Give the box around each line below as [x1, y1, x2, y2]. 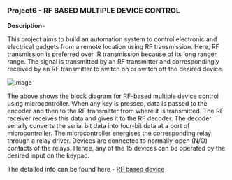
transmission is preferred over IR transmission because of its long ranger [7, 50, 217, 58]
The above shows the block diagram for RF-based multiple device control [7, 92, 219, 100]
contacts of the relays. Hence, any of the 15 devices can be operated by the [7, 144, 226, 153]
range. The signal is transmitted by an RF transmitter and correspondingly [7, 57, 220, 66]
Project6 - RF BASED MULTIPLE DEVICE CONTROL [7, 6, 180, 15]
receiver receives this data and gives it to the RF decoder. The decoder [7, 114, 212, 123]
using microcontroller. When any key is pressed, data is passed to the [7, 99, 208, 108]
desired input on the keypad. [7, 151, 90, 160]
